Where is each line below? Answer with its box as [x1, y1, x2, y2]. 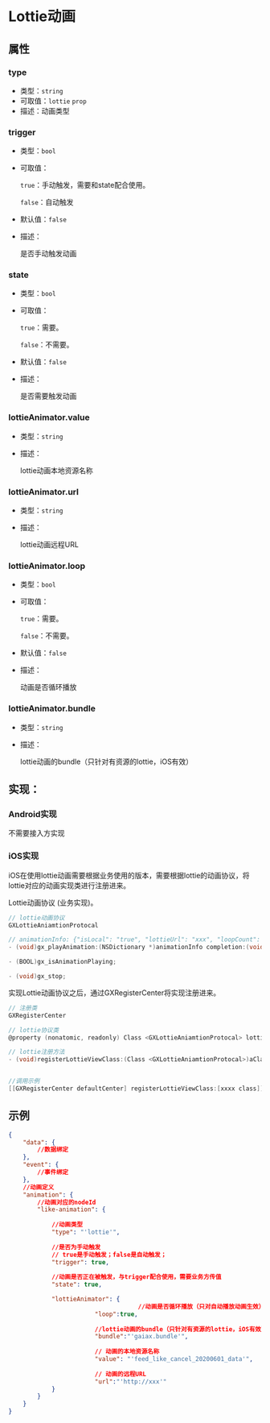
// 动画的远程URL [94, 1370, 147, 1378]
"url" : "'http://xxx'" [94, 1377, 167, 1386]
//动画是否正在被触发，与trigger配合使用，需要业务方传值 [51, 1273, 222, 1281]
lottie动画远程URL [19, 540, 79, 550]
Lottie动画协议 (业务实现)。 [8, 898, 98, 907]
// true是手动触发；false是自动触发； [51, 1251, 167, 1259]
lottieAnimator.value [8, 412, 90, 423]
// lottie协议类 [8, 1026, 59, 1034]
